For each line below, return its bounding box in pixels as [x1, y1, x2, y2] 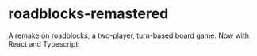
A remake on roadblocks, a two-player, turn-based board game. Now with [8, 31, 250, 40]
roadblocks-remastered [8, 5, 169, 23]
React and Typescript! [8, 39, 81, 48]
